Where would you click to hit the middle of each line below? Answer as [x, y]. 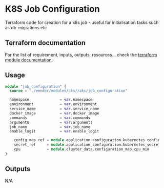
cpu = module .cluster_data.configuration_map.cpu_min [82, 150]
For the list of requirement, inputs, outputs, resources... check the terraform [81, 55]
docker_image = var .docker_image [54, 113]
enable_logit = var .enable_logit [54, 132]
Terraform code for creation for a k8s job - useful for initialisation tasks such [82, 22]
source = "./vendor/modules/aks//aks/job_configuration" [69, 91]
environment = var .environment [53, 104]
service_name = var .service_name [54, 109]
